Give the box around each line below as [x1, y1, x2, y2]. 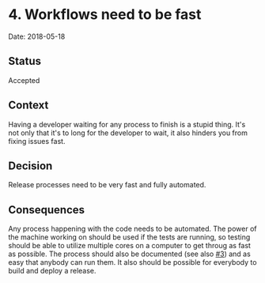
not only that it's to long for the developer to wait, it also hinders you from [8, 128, 248, 138]
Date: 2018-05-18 [8, 32, 66, 41]
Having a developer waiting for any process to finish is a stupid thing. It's [8, 119, 246, 129]
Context [8, 99, 49, 112]
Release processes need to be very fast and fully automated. [8, 180, 206, 190]
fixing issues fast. [8, 136, 66, 145]
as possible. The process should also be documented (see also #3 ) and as [8, 249, 251, 258]
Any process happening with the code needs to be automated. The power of [8, 224, 257, 234]
